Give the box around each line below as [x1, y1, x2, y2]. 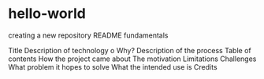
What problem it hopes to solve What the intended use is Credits [8, 62, 218, 71]
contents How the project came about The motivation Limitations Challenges [8, 54, 257, 63]
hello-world [8, 5, 87, 23]
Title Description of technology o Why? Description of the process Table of [8, 45, 251, 55]
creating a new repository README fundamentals [8, 31, 169, 40]
